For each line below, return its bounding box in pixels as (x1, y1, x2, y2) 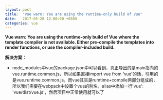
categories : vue (5, 20, 38, 26)
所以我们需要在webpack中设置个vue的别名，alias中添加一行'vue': (12, 83, 144, 89)
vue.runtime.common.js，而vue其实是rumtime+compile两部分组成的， (16, 77, 158, 83)
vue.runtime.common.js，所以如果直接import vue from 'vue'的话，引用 (12, 71, 154, 77)
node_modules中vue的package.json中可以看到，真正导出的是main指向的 (12, 65, 158, 71)
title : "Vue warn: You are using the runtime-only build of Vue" (5, 12, 143, 17)
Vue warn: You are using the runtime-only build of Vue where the (5, 34, 140, 40)
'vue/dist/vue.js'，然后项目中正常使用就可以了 (12, 89, 105, 95)
